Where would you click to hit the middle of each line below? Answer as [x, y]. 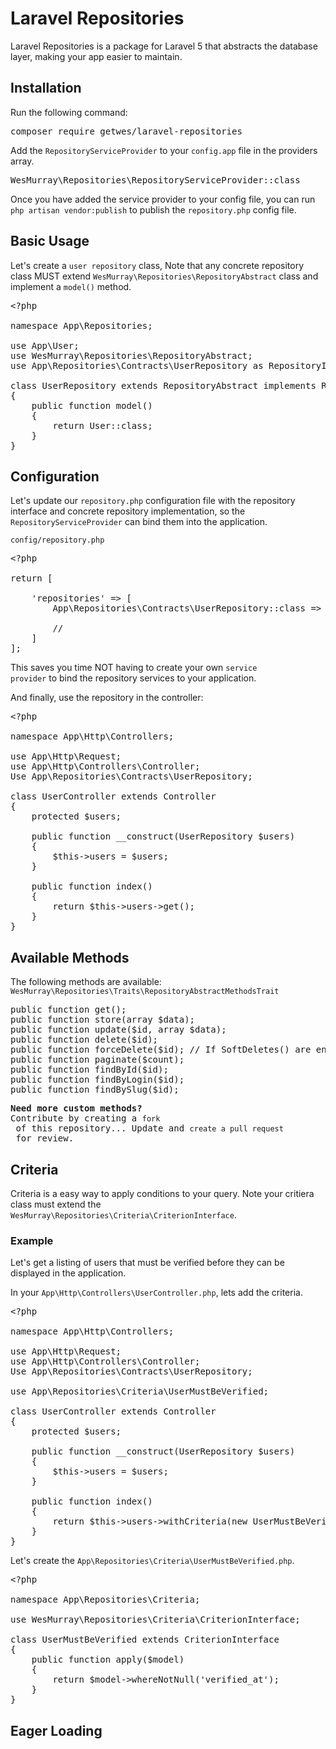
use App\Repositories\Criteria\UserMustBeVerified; [140, 1391]
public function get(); [68, 1010]
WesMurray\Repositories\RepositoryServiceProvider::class [155, 180]
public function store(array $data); [103, 1020]
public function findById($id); [89, 1070]
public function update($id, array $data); [118, 1030]
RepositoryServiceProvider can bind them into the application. [139, 522]
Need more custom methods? [76, 1108]
